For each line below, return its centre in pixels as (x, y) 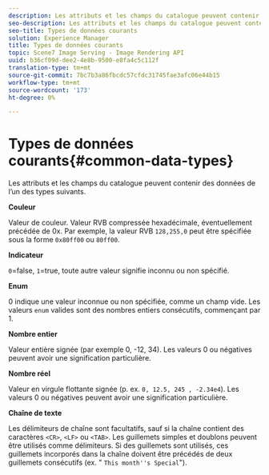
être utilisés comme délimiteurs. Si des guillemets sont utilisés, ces (118, 445)
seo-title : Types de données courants (73, 30)
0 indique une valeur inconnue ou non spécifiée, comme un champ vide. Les (134, 301)
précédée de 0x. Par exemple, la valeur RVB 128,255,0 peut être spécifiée (130, 231)
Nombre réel (29, 373)
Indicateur (26, 255)
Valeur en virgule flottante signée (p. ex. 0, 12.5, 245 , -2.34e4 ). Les (124, 389)
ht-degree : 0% (32, 98)
